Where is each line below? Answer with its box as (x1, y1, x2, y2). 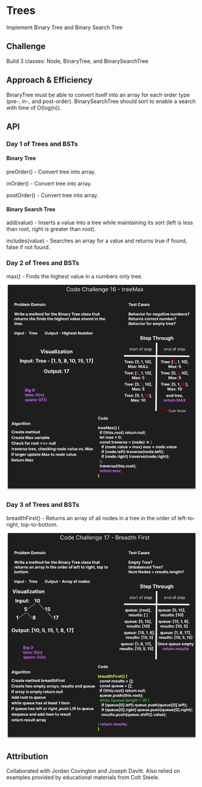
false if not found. (6, 244, 50, 251)
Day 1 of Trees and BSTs (6, 139, 79, 148)
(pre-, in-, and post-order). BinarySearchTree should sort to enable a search (6, 98, 196, 105)
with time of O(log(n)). (6, 104, 62, 111)
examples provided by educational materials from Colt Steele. (6, 774, 160, 781)
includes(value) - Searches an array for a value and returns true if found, (6, 237, 187, 244)
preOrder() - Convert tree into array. (6, 168, 96, 176)
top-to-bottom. (21, 521, 59, 528)
